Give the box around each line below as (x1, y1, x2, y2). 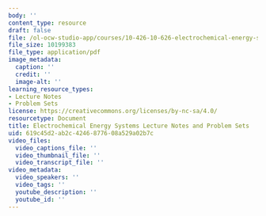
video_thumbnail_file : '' (15, 151, 101, 159)
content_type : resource (8, 19, 87, 27)
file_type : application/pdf (8, 48, 101, 56)
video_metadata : (8, 166, 62, 174)
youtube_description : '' (15, 188, 97, 196)
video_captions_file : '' (15, 144, 97, 152)
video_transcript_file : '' (15, 159, 104, 167)
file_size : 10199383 (8, 41, 77, 49)
